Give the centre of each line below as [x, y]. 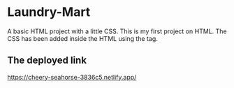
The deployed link [47, 61]
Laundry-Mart [49, 12]
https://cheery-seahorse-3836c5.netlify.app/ [72, 77]
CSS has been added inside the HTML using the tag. [83, 38]
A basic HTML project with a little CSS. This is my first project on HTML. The [117, 31]
